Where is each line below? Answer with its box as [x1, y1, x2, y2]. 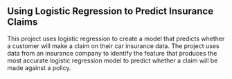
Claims [7, 16, 38, 28]
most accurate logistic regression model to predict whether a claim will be [7, 56, 218, 65]
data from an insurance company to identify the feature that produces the [7, 49, 217, 57]
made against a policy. [7, 63, 71, 71]
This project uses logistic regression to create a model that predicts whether [7, 34, 225, 43]
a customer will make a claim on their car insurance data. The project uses [7, 41, 220, 50]
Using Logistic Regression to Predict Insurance [7, 5, 213, 17]
